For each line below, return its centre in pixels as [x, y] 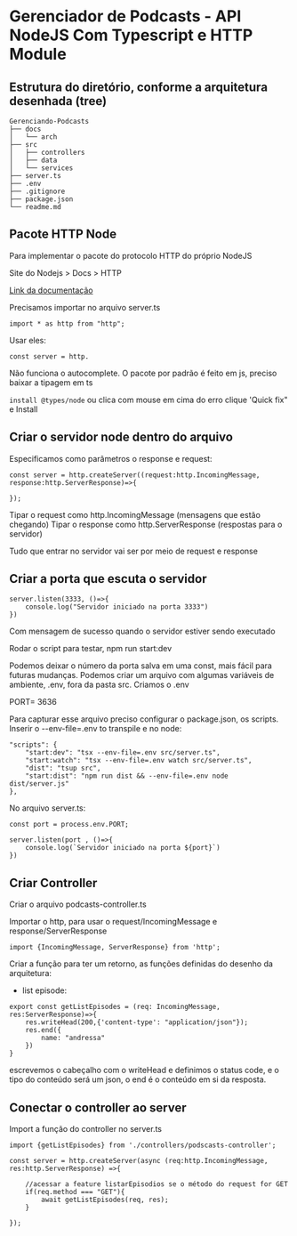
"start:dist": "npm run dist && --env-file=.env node [127, 776]
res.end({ [44, 1030]
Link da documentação [51, 290]
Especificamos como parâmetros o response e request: [111, 458]
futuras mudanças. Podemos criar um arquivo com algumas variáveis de [142, 675]
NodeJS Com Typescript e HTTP [131, 35]
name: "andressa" [73, 1038]
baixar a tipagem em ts [51, 382]
